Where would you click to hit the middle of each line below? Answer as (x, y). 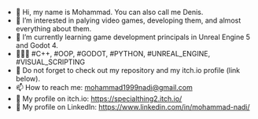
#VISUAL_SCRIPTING (50, 62)
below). (28, 79)
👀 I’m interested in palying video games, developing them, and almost (128, 20)
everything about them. (53, 29)
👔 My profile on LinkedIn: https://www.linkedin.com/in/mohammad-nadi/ (133, 107)
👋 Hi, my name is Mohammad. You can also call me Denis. (109, 12)
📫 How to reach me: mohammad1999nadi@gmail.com (104, 87)
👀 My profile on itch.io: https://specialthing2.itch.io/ (99, 99)
